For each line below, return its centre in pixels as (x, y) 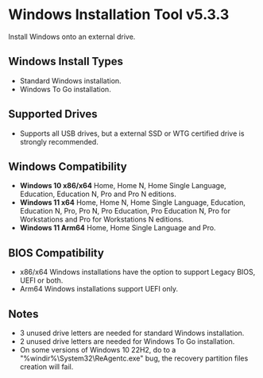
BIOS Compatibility (56, 253)
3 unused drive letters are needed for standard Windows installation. (132, 333)
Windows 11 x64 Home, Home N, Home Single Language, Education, (133, 202)
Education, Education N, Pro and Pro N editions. (98, 194)
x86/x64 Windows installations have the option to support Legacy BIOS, (137, 272)
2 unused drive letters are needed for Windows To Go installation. (127, 341)
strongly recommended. (59, 141)
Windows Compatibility (68, 166)
